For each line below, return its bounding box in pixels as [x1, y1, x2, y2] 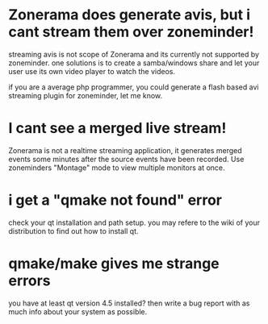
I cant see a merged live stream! [8, 119, 227, 138]
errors [8, 272, 51, 289]
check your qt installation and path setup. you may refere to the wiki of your [8, 218, 261, 227]
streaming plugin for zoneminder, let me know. [8, 90, 163, 100]
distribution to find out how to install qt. [8, 226, 139, 235]
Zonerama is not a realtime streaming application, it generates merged [8, 145, 242, 155]
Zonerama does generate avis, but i [8, 6, 250, 24]
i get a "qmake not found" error [8, 191, 223, 210]
